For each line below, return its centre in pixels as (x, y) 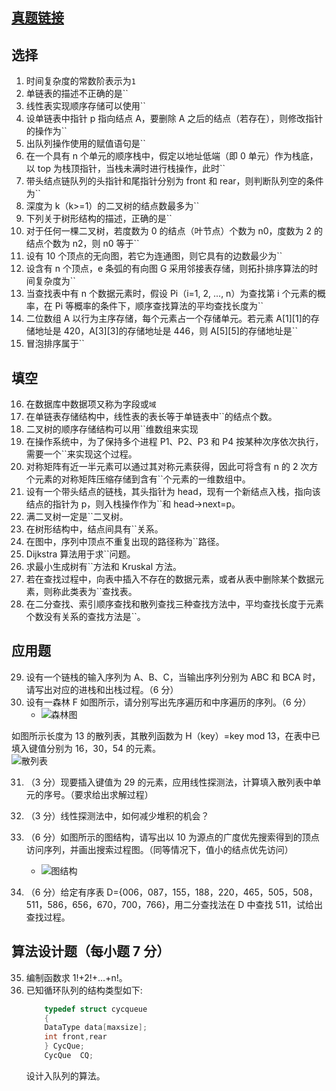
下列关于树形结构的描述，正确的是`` (99, 219)
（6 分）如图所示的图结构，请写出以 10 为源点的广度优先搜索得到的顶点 (172, 837)
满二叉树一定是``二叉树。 (77, 517)
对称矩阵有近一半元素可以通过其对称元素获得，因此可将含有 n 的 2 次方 (172, 467)
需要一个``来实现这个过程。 (81, 454)
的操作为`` (46, 131)
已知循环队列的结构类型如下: (84, 990)
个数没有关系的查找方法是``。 (85, 617)
